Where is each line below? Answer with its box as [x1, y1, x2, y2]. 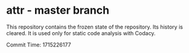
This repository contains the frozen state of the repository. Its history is [6, 23, 183, 30]
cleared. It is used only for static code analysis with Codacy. [6, 29, 156, 36]
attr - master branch [6, 4, 110, 17]
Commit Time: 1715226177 [6, 41, 71, 48]
